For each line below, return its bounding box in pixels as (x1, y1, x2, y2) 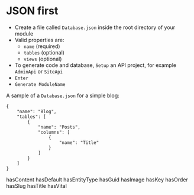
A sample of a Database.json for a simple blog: (6, 92, 119, 99)
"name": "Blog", (17, 108, 57, 114)
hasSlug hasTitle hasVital (6, 182, 67, 189)
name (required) (23, 43, 60, 50)
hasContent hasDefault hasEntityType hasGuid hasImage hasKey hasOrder (6, 176, 188, 183)
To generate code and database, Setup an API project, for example (14, 61, 176, 69)
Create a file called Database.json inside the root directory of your (14, 24, 176, 31)
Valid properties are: (14, 36, 64, 43)
